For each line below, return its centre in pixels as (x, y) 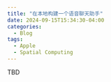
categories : (24, 26)
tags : (15, 40)
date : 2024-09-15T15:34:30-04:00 (56, 20)
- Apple (25, 46)
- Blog (23, 33)
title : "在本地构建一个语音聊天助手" (55, 14)
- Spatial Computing (43, 53)
